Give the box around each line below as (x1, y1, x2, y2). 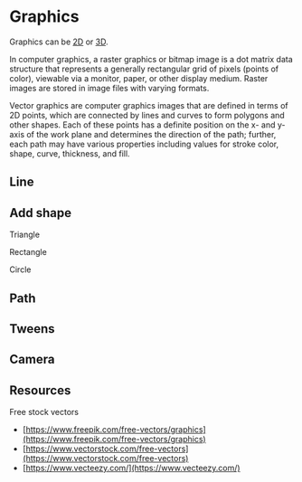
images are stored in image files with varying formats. (9, 82, 210, 93)
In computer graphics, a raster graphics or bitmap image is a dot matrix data (9, 53, 294, 64)
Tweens (9, 321, 56, 336)
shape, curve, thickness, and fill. (9, 147, 130, 159)
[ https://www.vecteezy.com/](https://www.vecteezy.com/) (22, 463, 241, 474)
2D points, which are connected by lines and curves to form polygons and (9, 109, 285, 120)
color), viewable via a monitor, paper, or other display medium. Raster (9, 72, 269, 83)
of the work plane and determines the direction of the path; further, (26, 128, 277, 139)
